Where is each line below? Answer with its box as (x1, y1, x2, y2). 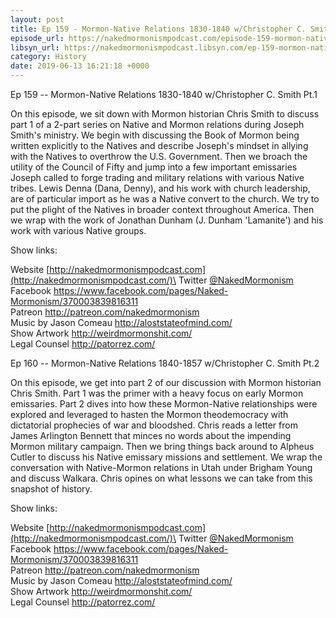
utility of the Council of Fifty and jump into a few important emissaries (10, 161, 298, 173)
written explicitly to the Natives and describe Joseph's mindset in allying (10, 140, 309, 151)
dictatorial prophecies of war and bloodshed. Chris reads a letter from (10, 419, 298, 431)
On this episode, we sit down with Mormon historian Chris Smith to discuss (10, 108, 320, 120)
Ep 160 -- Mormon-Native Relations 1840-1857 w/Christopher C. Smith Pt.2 (10, 357, 320, 369)
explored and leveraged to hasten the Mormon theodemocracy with (10, 409, 289, 420)
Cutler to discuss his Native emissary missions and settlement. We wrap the (10, 451, 323, 463)
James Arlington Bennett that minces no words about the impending (10, 430, 292, 441)
